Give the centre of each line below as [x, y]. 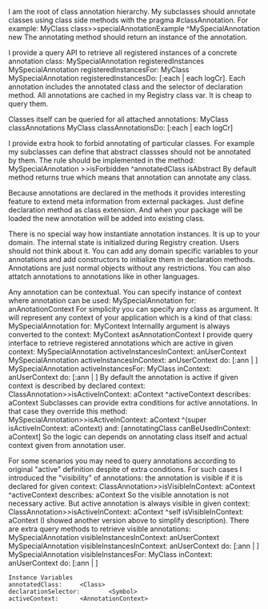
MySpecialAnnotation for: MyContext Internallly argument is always [119, 326]
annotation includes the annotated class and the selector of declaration [126, 87]
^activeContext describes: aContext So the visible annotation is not [119, 495]
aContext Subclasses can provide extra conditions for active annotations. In [133, 403]
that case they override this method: [68, 411]
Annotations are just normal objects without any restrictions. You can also [130, 268]
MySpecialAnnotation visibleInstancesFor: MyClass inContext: [111, 555]
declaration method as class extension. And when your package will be [126, 210]
